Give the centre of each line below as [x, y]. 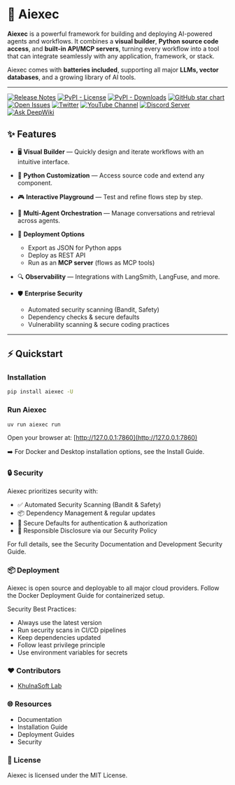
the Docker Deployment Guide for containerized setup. [86, 596]
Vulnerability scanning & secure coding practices [99, 324]
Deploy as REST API [57, 255]
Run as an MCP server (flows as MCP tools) [91, 262]
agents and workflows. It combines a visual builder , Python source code [113, 41]
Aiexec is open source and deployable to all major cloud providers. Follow [113, 588]
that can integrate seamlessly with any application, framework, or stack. [111, 56]
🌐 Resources [30, 704]
